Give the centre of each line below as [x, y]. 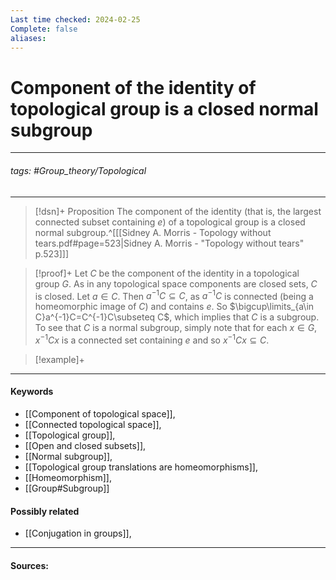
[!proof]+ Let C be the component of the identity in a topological [167, 273]
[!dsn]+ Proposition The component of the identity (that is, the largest [178, 211]
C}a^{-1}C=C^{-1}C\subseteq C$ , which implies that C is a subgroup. [177, 317]
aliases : [28, 38]
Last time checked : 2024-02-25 [75, 19]
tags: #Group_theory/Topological [78, 170]
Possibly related [45, 511]
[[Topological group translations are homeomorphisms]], [141, 467]
